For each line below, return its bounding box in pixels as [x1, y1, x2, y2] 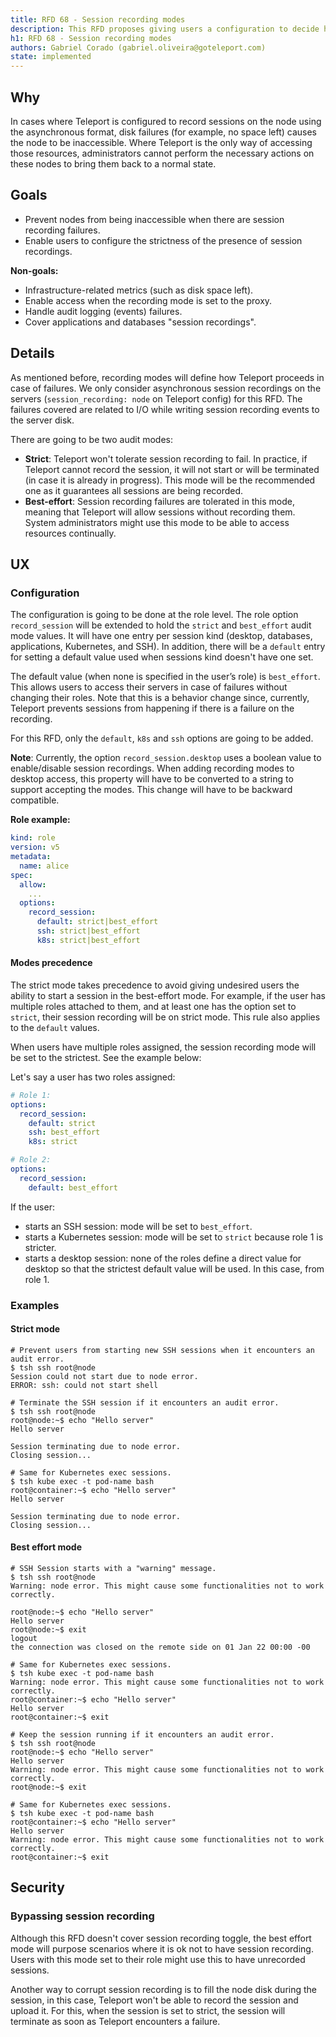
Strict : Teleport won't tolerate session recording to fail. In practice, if [24, 452, 308, 465]
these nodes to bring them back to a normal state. [10, 157, 217, 170]
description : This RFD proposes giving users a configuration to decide [10, 24, 320, 34]
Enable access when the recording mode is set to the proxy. [24, 294, 273, 306]
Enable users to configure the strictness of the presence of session [24, 234, 303, 246]
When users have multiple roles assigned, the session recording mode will [10, 1041, 317, 1053]
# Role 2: [10, 1155, 52, 1165]
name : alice [19, 861, 70, 871]
